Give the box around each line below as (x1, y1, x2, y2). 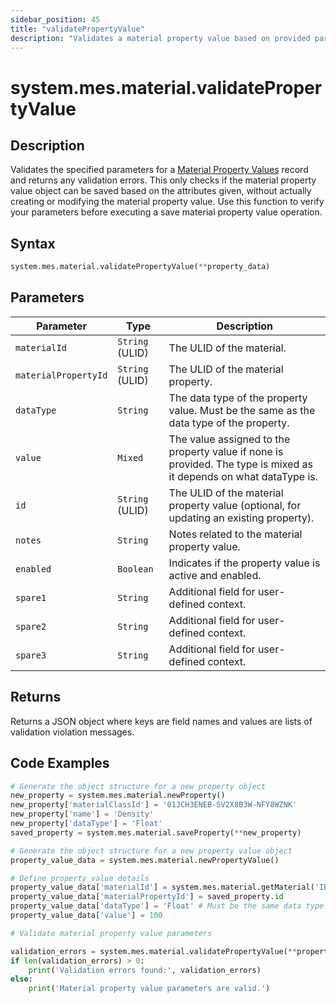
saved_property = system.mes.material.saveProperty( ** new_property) (10, 827, 302, 838)
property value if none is (168, 444, 284, 458)
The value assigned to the (168, 432, 291, 446)
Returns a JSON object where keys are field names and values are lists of (10, 715, 313, 727)
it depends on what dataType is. (168, 469, 319, 483)
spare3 (15, 649, 47, 661)
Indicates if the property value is (168, 556, 321, 570)
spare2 (15, 621, 47, 632)
